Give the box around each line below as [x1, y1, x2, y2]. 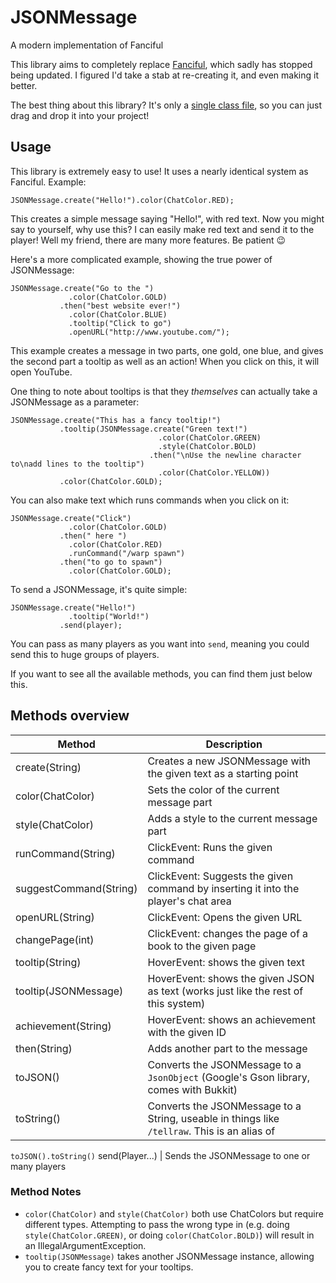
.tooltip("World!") [68, 611, 150, 621]
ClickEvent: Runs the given [147, 840, 273, 854]
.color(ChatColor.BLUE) [68, 309, 168, 320]
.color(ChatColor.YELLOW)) [158, 467, 271, 478]
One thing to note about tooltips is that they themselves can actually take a [10, 385, 318, 397]
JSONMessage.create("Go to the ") [10, 283, 155, 293]
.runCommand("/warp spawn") [68, 548, 186, 558]
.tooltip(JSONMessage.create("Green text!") [59, 424, 248, 434]
